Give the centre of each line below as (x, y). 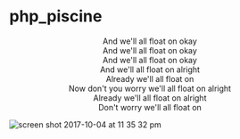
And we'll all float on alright (150, 69)
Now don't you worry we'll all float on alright (150, 88)
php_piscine (56, 16)
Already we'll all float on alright (150, 98)
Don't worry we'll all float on (150, 107)
